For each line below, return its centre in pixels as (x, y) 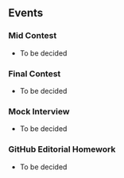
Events (26, 13)
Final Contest (35, 73)
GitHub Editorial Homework (62, 149)
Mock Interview (39, 111)
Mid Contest (33, 36)
